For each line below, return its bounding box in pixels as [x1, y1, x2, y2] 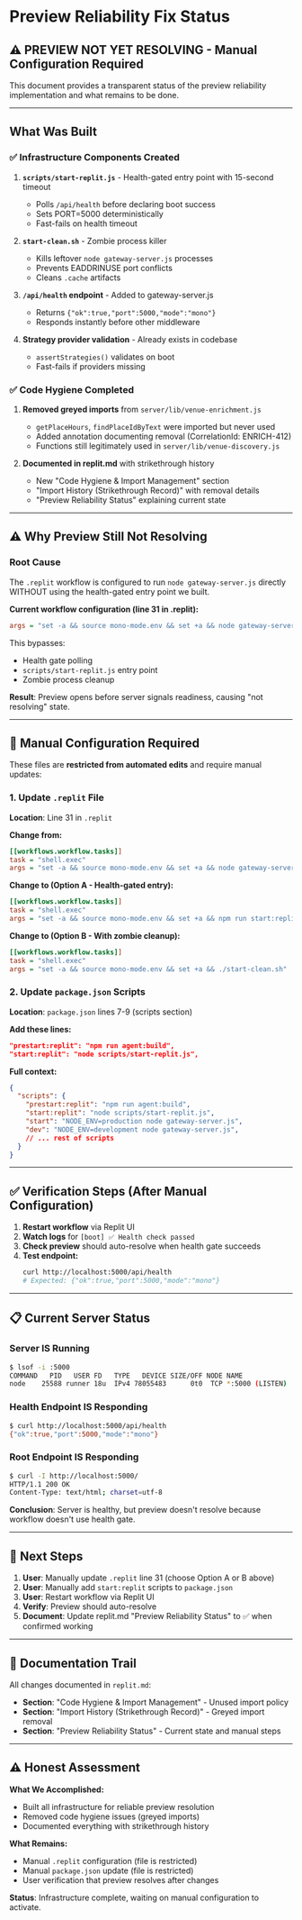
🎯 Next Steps [9, 1548, 84, 1564]
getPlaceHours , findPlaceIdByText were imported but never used [35, 421, 276, 432]
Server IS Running [9, 1342, 90, 1355]
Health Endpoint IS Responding [9, 1401, 148, 1414]
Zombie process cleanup [22, 674, 115, 685]
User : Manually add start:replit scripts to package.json [22, 1582, 234, 1593]
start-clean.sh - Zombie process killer [22, 235, 168, 246]
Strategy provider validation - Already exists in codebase [22, 333, 238, 344]
